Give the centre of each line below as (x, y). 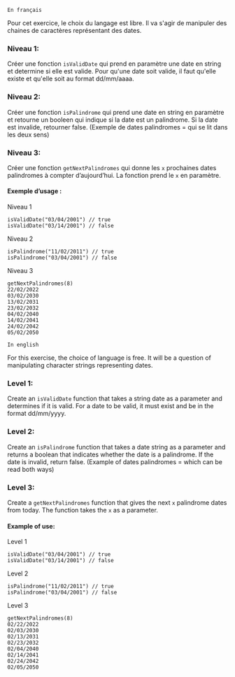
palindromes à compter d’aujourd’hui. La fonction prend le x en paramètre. (114, 175)
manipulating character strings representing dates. (80, 365)
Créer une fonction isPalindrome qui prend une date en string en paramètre (116, 112)
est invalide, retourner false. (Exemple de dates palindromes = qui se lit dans (117, 127)
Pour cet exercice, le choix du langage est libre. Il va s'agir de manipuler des (117, 23)
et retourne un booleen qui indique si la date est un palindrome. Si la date (113, 120)
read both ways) (31, 469)
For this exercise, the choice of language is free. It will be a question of (109, 358)
